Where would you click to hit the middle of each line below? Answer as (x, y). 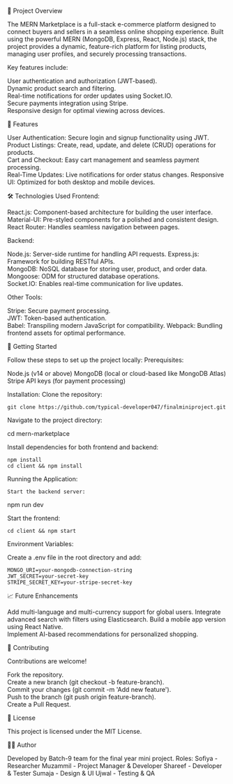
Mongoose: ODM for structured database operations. (84, 276)
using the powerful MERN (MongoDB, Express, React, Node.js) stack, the (112, 39)
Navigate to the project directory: (55, 420)
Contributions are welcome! (47, 661)
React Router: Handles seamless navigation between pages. (93, 227)
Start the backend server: (46, 492)
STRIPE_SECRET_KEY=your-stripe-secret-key (70, 582)
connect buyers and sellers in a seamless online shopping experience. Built (115, 32)
